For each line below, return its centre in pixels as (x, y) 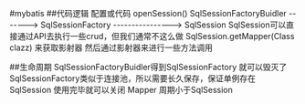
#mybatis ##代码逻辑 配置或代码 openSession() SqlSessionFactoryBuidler (148, 13)
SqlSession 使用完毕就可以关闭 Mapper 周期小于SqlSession (121, 90)
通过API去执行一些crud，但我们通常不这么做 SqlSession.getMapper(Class (156, 36)
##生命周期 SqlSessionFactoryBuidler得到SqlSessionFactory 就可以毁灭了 (148, 67)
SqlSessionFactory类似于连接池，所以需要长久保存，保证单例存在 (132, 78)
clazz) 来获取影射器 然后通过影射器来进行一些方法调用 (111, 47)
